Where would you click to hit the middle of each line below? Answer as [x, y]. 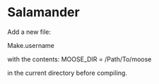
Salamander [43, 12]
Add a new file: [29, 32]
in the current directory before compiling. [67, 73]
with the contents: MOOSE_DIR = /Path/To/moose [79, 59]
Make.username [31, 45]
